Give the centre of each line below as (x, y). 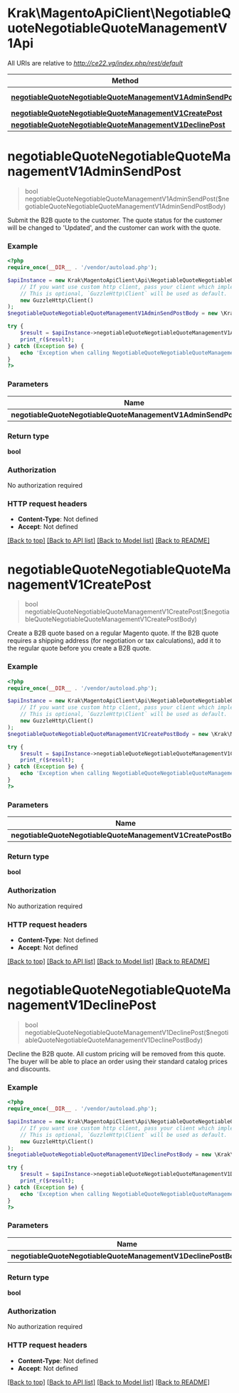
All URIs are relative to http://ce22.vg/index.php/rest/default (95, 63)
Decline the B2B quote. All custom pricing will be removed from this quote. (116, 1053)
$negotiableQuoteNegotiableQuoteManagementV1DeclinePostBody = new (110, 1155)
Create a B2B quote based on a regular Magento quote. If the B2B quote (113, 633)
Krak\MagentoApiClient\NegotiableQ (119, 13)
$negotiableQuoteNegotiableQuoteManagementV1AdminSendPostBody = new (113, 314)
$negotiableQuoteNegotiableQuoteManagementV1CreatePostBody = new (108, 734)
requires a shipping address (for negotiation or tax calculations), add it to (114, 641)
